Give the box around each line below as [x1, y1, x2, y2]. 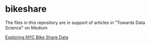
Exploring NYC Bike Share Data [5, 34, 69, 40]
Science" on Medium [5, 24, 48, 30]
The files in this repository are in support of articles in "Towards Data [5, 20, 146, 25]
